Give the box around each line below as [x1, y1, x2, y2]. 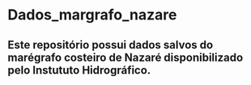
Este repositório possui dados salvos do [7, 38, 214, 52]
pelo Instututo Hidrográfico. [7, 63, 151, 77]
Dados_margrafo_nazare [7, 6, 177, 24]
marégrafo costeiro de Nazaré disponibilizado [7, 50, 244, 64]
